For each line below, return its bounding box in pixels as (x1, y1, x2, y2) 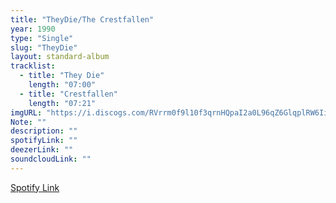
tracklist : (10, 61, 56, 71)
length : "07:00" (28, 80, 97, 90)
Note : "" (10, 117, 47, 127)
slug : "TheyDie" (10, 42, 78, 53)
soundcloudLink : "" (10, 154, 92, 164)
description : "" (10, 126, 78, 136)
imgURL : (10, 107, 43, 118)
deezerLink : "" (10, 145, 74, 155)
